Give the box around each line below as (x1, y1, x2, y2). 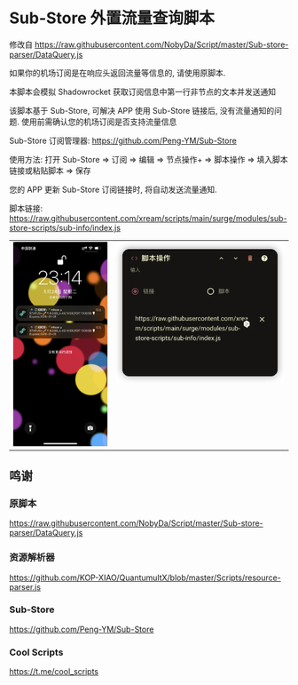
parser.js (9, 581, 42, 592)
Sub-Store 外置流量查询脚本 (9, 8, 216, 28)
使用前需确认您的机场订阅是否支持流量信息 (20, 116, 177, 127)
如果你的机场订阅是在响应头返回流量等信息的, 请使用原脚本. (9, 68, 226, 78)
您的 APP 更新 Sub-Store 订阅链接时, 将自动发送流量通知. (9, 184, 217, 195)
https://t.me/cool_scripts (9, 666, 99, 677)
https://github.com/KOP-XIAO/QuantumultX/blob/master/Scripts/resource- (9, 572, 281, 583)
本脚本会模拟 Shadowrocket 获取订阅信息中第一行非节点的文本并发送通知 (9, 86, 277, 97)
